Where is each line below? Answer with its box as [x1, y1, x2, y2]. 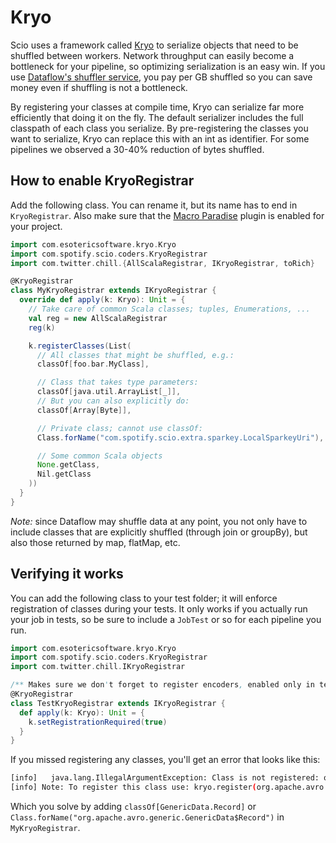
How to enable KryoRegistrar [10, 172, 195, 190]
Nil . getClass [36, 469, 92, 480]
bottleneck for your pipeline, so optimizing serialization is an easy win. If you [10, 60, 326, 72]
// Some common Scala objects [36, 451, 163, 461]
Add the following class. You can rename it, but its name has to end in [10, 199, 298, 211]
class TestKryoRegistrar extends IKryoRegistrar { [10, 698, 226, 708]
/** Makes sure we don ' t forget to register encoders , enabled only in [10, 680, 315, 690]
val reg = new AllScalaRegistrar [28, 313, 168, 323]
